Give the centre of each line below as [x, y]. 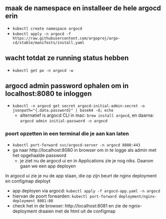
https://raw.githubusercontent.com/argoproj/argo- [66, 38]
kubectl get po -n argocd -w [43, 70]
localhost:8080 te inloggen [48, 94]
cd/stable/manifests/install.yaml [48, 43]
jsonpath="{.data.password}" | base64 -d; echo [63, 111]
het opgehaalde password [39, 155]
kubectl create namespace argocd [47, 29]
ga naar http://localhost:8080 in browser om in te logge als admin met [84, 150]
